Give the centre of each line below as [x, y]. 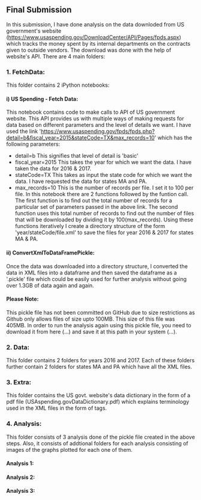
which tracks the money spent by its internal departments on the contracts [98, 43]
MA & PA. [26, 239]
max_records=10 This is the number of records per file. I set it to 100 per [104, 188]
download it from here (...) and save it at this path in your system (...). [91, 332]
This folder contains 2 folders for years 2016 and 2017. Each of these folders [100, 360]
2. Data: [18, 347]
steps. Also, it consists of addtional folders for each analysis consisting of [97, 443]
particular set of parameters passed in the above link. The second [96, 207]
